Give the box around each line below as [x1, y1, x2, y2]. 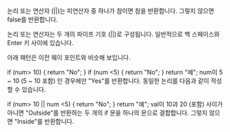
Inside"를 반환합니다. [17, 117, 75, 125]
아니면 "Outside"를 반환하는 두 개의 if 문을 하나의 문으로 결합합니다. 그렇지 [7, 109, 208, 117]
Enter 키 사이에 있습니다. [7, 39, 74, 47]
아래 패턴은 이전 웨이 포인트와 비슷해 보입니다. [7, 53, 131, 62]
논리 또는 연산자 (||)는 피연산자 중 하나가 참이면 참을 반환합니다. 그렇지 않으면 [7, 7, 215, 15]
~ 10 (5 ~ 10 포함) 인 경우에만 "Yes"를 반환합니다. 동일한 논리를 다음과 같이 [7, 77, 209, 85]
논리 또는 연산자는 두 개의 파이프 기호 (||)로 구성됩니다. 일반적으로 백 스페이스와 [7, 30, 220, 38]
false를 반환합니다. [7, 15, 59, 23]
